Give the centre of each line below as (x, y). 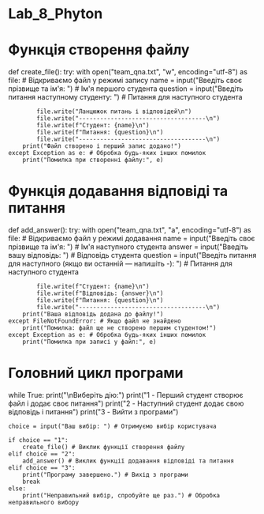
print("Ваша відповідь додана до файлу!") (93, 314)
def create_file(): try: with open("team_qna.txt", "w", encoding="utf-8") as (128, 72)
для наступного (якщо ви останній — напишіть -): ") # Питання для (120, 264)
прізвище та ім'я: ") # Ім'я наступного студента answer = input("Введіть (128, 247)
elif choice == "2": (42, 454)
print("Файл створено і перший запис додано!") (102, 146)
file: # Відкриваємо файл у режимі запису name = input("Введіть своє (125, 81)
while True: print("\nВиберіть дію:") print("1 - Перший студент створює (126, 395)
